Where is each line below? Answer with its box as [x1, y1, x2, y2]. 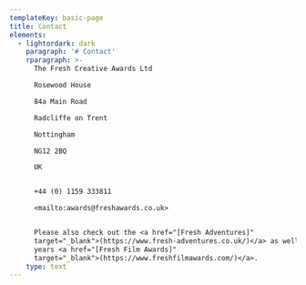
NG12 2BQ [33, 147, 67, 156]
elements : [9, 30, 47, 39]
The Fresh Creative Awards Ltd [33, 65, 153, 74]
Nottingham [33, 129, 76, 139]
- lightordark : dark [17, 38, 96, 48]
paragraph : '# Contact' [25, 47, 117, 56]
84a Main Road [33, 97, 88, 106]
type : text [25, 261, 67, 271]
